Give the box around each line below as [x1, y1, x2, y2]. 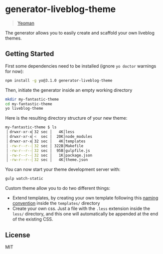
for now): [5, 68, 24, 74]
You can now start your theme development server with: [5, 166, 121, 172]
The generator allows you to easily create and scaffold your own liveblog [5, 30, 155, 36]
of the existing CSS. [12, 216, 53, 222]
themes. [5, 35, 22, 41]
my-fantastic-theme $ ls [5, 125, 57, 130]
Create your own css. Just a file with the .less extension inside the [12, 205, 151, 211]
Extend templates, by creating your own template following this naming [12, 195, 159, 201]
